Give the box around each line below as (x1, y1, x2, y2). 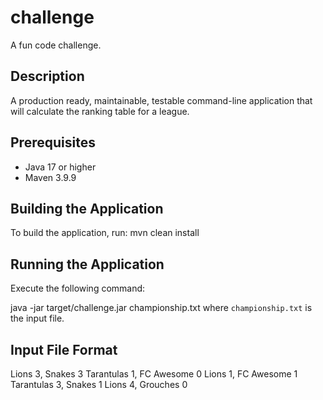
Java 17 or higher (24, 161, 97, 173)
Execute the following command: (10, 282, 146, 295)
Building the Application (10, 200, 164, 217)
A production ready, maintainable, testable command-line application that (10, 94, 313, 106)
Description (10, 68, 85, 85)
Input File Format (10, 341, 118, 358)
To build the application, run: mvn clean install (10, 227, 200, 239)
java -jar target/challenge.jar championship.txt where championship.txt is (10, 302, 313, 314)
